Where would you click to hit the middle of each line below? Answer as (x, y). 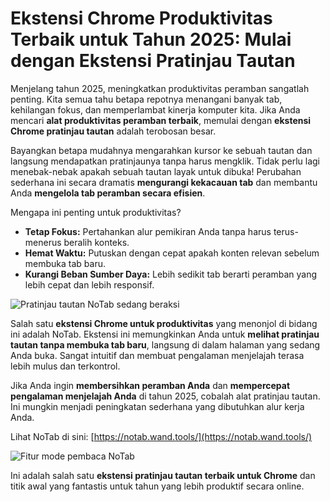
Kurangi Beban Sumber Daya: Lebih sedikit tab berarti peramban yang (171, 274)
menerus (43, 242)
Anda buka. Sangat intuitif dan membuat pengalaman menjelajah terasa (157, 355)
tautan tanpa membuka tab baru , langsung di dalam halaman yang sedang (165, 344)
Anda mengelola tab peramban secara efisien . (108, 193)
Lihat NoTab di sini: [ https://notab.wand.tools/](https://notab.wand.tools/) (161, 436)
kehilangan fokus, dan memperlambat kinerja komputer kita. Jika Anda (155, 109)
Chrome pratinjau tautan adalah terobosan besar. (113, 131)
